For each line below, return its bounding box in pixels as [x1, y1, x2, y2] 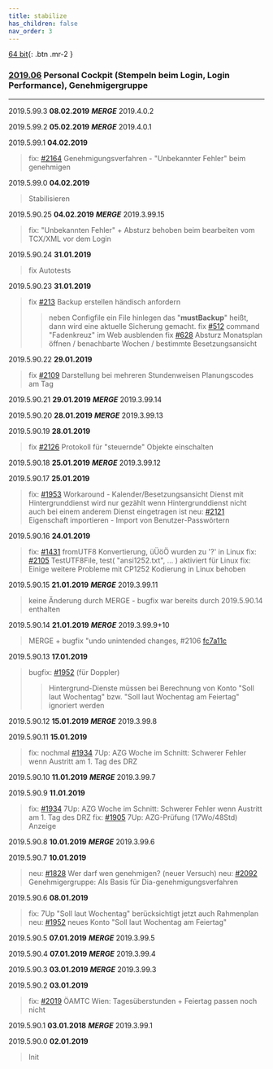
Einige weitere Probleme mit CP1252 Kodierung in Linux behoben [28, 563, 246, 574]
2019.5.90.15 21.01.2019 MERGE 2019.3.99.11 [8, 580, 158, 589]
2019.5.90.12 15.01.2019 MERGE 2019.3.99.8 [8, 716, 157, 725]
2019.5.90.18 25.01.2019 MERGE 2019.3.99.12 [8, 458, 161, 467]
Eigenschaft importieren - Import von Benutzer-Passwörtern [28, 515, 230, 525]
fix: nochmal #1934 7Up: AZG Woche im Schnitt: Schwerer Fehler [28, 747, 247, 757]
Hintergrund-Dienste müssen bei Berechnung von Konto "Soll [48, 683, 254, 693]
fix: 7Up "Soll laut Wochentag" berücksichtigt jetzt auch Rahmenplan [28, 909, 258, 918]
